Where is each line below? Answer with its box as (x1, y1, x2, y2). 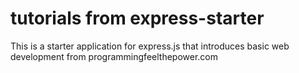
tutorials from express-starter (10, 7, 265, 30)
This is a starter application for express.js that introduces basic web (10, 40, 290, 52)
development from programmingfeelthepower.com (10, 50, 218, 62)
